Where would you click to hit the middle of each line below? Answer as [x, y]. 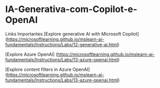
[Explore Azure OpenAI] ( [31, 54]
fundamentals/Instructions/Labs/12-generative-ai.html [62, 44]
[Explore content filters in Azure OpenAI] [48, 69]
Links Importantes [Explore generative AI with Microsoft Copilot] [72, 34]
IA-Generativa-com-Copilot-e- [71, 9]
